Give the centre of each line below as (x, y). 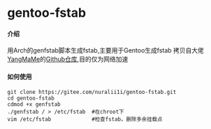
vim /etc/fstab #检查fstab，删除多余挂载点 (85, 119)
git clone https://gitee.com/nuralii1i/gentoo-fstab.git (92, 92)
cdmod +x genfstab (34, 104)
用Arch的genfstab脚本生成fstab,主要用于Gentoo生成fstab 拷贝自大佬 (106, 50)
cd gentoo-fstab (31, 98)
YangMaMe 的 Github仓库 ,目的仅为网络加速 (68, 59)
